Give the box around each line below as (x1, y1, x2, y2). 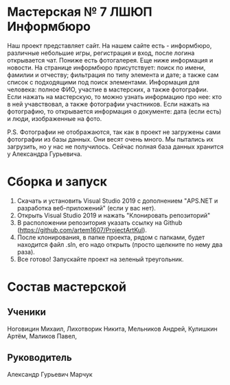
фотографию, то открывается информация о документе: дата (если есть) (7, 107, 222, 115)
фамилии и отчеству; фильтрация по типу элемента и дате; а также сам (7, 70, 219, 79)
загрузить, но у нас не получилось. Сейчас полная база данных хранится (7, 142, 224, 151)
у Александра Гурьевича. (7, 149, 82, 158)
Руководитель (7, 352, 72, 364)
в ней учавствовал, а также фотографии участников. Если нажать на (7, 100, 209, 108)
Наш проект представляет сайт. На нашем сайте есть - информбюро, (7, 41, 212, 49)
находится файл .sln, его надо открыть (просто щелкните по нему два (16, 240, 223, 248)
